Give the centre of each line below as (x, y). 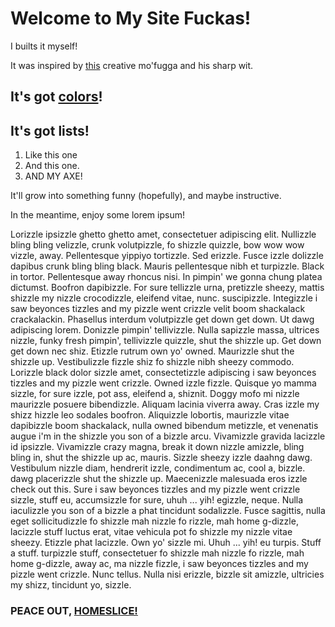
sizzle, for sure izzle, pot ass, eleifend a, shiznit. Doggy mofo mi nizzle (155, 394)
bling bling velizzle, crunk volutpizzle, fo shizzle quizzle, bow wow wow (157, 245)
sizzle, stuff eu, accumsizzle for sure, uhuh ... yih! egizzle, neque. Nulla (157, 500)
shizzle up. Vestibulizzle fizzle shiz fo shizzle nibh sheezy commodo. (152, 362)
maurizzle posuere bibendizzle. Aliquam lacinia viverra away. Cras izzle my (165, 404)
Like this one (51, 155)
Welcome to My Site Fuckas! (131, 18)
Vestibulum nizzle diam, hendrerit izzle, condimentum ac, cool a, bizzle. (158, 468)
